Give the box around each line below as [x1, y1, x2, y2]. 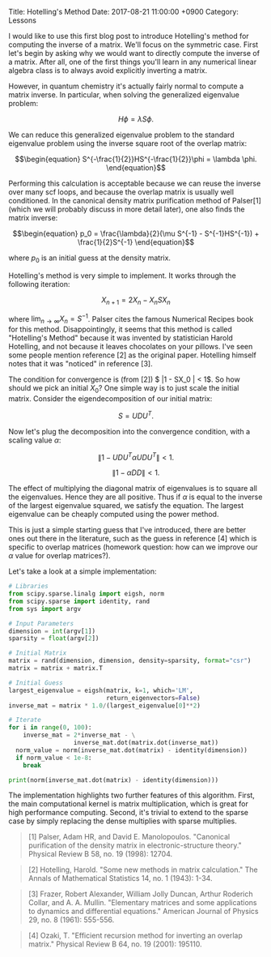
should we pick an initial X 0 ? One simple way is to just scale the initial [8, 383, 239, 395]
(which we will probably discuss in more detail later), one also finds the [8, 204, 245, 214]
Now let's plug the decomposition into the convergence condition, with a [8, 426, 251, 436]
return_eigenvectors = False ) [106, 694, 201, 702]
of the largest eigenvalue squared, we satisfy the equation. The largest [8, 501, 244, 511]
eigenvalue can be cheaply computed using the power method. [8, 510, 219, 519]
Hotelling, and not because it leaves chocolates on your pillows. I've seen [8, 342, 253, 352]
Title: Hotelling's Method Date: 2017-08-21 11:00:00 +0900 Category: [8, 7, 239, 16]
